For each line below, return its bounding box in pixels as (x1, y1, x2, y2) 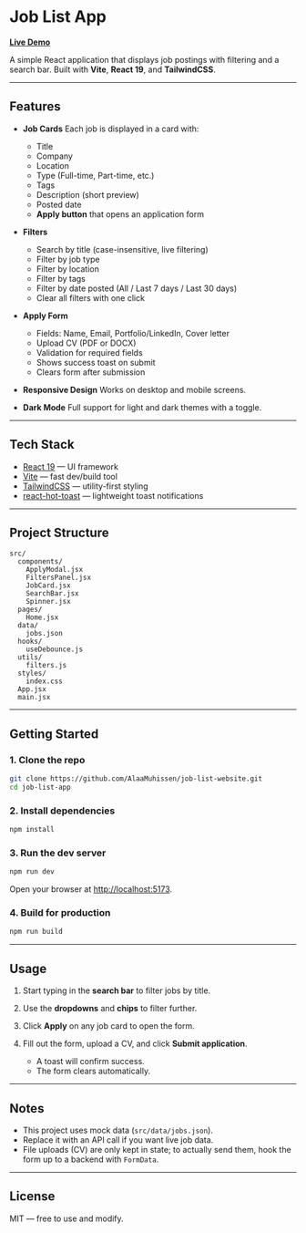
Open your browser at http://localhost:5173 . (9, 884, 173, 895)
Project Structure (9, 524, 109, 540)
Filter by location (36, 263, 100, 275)
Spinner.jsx (25, 597, 71, 606)
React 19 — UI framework (22, 461, 118, 471)
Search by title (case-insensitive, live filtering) (36, 243, 209, 254)
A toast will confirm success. (36, 1056, 146, 1067)
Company (36, 150, 73, 161)
